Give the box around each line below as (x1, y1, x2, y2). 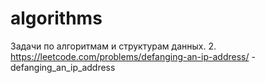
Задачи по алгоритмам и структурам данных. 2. (10, 40, 217, 52)
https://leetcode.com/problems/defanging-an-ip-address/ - (10, 50, 256, 62)
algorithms (10, 7, 103, 30)
